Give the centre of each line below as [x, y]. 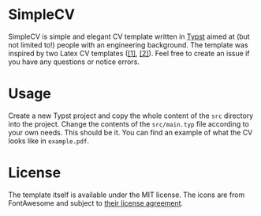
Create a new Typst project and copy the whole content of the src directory [131, 116]
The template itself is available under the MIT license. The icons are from [127, 195]
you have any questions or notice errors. [74, 62]
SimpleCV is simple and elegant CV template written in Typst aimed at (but [129, 36]
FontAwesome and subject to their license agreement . [96, 203]
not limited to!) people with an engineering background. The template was [128, 44]
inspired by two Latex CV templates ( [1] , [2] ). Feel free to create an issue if [129, 53]
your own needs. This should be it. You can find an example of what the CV [130, 132]
